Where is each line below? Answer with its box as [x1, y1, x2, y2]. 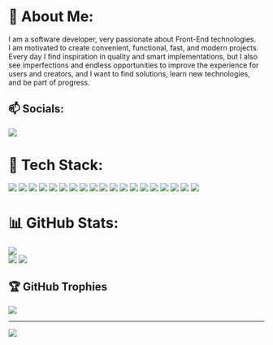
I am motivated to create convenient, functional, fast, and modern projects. [8, 42, 259, 52]
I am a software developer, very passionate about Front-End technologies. [8, 34, 257, 44]
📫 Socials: [8, 102, 64, 116]
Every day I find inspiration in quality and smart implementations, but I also [8, 51, 258, 61]
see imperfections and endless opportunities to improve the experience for [8, 60, 259, 70]
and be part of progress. [8, 77, 91, 87]
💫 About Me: [8, 7, 94, 26]
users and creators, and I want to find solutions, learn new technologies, [8, 68, 250, 78]
